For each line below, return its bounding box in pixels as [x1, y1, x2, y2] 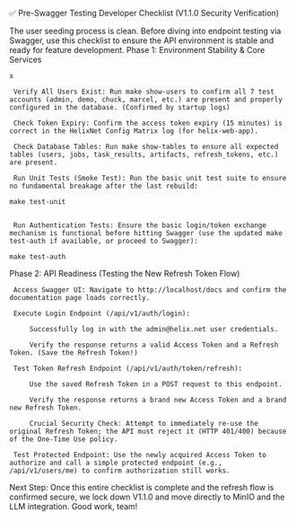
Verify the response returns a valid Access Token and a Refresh [29, 340, 279, 349]
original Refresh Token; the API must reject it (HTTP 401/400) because [9, 427, 287, 436]
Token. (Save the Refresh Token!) [9, 349, 139, 358]
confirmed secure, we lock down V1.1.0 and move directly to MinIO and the [9, 491, 285, 502]
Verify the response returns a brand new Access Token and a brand [29, 395, 287, 404]
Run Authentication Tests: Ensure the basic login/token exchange [13, 221, 267, 230]
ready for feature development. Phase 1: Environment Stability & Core [9, 45, 266, 55]
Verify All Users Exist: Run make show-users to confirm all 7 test [13, 87, 275, 96]
